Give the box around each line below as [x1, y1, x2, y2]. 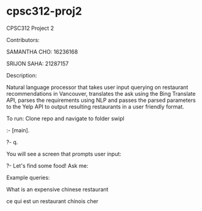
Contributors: [6, 36, 40, 43]
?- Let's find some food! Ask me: [6, 162, 88, 169]
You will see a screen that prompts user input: [6, 150, 122, 157]
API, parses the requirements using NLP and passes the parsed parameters [6, 96, 197, 104]
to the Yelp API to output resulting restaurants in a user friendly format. [6, 102, 184, 110]
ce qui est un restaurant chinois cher [6, 197, 99, 205]
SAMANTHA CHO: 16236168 [6, 48, 78, 55]
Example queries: [6, 174, 50, 181]
